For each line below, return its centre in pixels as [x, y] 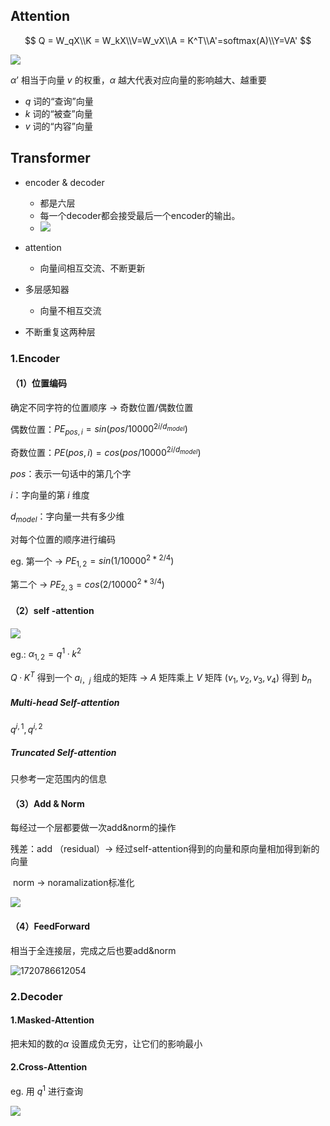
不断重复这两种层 [60, 331]
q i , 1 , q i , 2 [26, 729]
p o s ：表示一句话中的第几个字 [71, 473]
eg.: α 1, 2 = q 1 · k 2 [46, 654]
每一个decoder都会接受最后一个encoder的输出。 [140, 215]
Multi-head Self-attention [65, 703]
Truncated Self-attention [63, 752]
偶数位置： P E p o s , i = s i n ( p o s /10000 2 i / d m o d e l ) [99, 429]
